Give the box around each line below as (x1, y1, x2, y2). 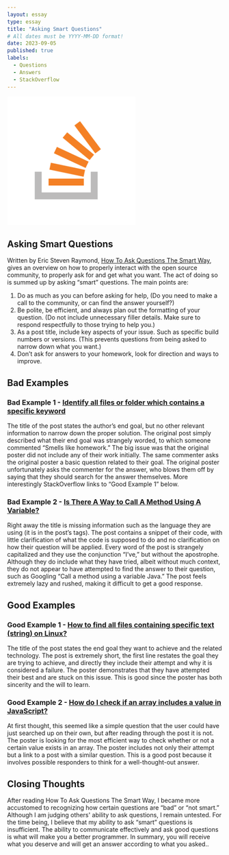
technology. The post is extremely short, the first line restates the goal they (7, 651, 219, 660)
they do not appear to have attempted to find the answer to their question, (7, 565, 216, 573)
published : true (7, 47, 53, 54)
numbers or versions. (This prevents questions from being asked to (16, 335, 207, 344)
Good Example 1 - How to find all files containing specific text (7, 620, 215, 629)
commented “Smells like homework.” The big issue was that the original (7, 444, 209, 452)
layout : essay (7, 11, 48, 18)
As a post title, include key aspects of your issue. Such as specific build (16, 328, 219, 336)
